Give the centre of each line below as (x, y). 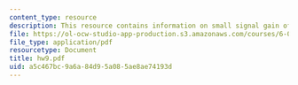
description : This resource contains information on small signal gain (144, 26)
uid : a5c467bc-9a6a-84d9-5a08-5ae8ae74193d (91, 67)
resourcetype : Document (53, 50)
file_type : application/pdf (61, 42)
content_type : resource (53, 17)
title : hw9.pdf (37, 58)
